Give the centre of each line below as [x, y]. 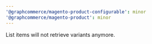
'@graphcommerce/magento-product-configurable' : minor [76, 12]
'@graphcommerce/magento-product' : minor [59, 17]
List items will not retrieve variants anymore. [60, 34]
